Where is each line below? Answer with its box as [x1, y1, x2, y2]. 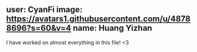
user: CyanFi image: [6, 5, 83, 15]
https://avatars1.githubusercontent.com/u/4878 [6, 14, 191, 24]
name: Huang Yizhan [72, 23, 152, 33]
